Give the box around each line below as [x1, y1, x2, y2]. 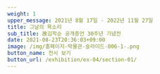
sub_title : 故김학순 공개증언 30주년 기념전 [7, 30, 121, 37]
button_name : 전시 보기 [7, 50, 71, 57]
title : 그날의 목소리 [7, 23, 62, 30]
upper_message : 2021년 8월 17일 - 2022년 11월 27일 [7, 17, 154, 24]
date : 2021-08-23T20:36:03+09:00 [7, 37, 106, 44]
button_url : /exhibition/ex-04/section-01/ [7, 56, 137, 63]
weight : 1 [7, 10, 37, 18]
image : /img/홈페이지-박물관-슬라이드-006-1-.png [7, 43, 140, 50]
